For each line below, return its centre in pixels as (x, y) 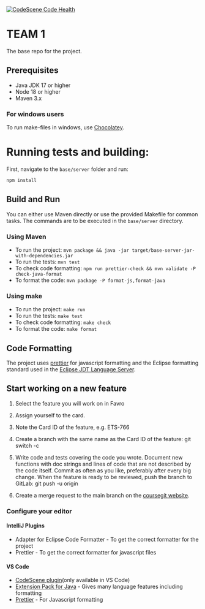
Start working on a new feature (67, 389)
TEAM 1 (26, 34)
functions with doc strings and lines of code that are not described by (103, 464)
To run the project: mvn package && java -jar (72, 250)
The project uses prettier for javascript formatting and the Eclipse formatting (102, 363)
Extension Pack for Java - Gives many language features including (99, 587)
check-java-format (39, 274)
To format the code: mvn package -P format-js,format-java (90, 280)
